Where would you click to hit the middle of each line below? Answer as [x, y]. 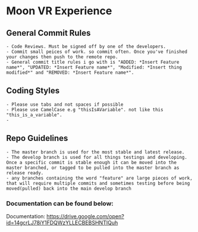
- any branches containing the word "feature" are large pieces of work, [100, 178]
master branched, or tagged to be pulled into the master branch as [93, 168]
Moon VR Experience [59, 11]
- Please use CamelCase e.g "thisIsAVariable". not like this [85, 109]
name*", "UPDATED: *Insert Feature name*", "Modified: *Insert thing [94, 67]
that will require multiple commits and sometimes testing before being [98, 183]
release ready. [25, 173]
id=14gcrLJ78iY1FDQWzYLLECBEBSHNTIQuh [62, 222]
